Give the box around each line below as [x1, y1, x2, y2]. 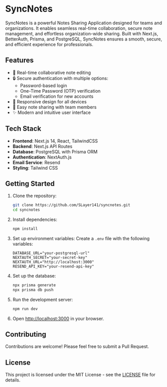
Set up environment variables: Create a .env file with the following [12, 236, 150, 241]
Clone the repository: [12, 193, 57, 199]
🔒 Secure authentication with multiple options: [12, 75, 108, 81]
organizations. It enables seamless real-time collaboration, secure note [5, 25, 153, 31]
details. [5, 377, 21, 383]
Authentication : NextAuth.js [12, 154, 72, 160]
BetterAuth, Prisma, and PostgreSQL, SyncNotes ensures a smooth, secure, [5, 36, 162, 42]
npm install [12, 226, 38, 231]
